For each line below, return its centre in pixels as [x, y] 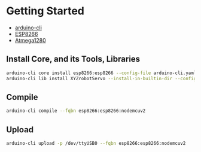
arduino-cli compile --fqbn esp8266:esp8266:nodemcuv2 [76, 111]
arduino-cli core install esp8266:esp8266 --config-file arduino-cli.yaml [101, 73]
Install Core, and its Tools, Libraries [73, 59]
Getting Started [45, 11]
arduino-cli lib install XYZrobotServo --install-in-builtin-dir [89, 78]
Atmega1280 [30, 40]
